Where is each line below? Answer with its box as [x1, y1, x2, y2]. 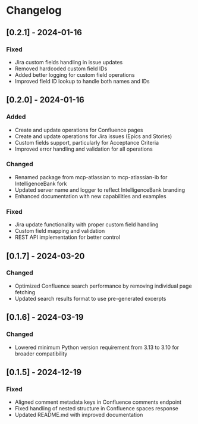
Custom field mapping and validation [14, 227, 105, 235]
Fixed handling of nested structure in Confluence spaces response [14, 405, 178, 412]
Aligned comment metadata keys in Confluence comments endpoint [14, 398, 182, 406]
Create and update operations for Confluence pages [14, 126, 143, 133]
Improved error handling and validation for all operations [14, 145, 153, 152]
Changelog [6, 4, 62, 17]
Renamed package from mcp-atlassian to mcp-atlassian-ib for [14, 173, 168, 180]
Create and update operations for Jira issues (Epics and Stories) [14, 132, 172, 140]
